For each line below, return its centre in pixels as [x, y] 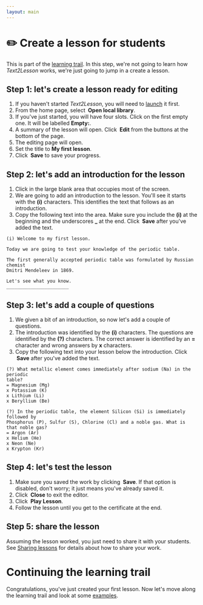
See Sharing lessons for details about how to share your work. [84, 547]
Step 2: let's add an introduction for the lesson [96, 174]
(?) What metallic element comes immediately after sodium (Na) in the [98, 369]
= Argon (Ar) [23, 433]
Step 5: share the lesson [53, 527]
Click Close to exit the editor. [52, 495]
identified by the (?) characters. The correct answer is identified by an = [105, 339]
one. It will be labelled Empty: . [53, 123]
